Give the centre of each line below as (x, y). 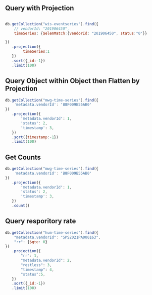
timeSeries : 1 (36, 52)
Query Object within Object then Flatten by (73, 81)
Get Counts (23, 157)
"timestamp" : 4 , (37, 270)
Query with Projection (40, 8)
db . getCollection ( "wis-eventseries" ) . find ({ (52, 24)
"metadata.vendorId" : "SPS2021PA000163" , (57, 237)
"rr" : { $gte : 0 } (31, 242)
